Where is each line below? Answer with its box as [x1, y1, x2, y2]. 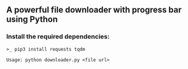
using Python [6, 15, 58, 25]
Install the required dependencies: [6, 33, 110, 41]
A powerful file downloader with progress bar [6, 5, 182, 15]
